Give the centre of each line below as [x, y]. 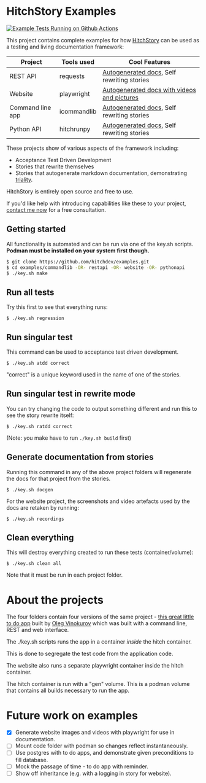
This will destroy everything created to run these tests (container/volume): [100, 552]
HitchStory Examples [61, 11]
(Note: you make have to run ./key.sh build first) [69, 438]
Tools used [78, 61]
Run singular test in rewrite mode [71, 394]
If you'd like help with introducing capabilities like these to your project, [96, 203]
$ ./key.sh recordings [35, 519]
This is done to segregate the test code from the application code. [90, 654]
